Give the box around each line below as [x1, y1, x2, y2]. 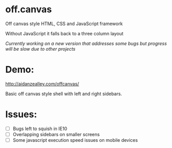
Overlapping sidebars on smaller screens [12, 131, 100, 137]
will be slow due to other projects [5, 46, 75, 52]
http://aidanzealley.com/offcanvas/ [5, 80, 80, 87]
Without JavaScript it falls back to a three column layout [5, 30, 124, 36]
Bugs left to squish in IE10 [12, 125, 68, 132]
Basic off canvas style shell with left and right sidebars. [5, 91, 122, 97]
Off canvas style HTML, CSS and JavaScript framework [5, 20, 123, 27]
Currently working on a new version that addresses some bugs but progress [5, 40, 167, 47]
